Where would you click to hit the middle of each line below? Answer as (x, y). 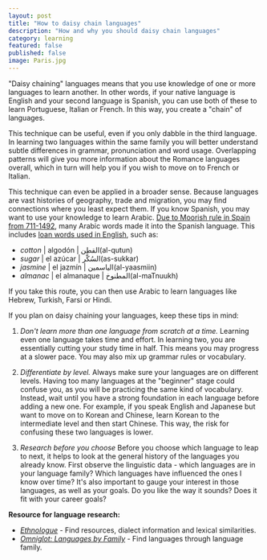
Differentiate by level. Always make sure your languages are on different (139, 372)
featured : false (35, 46)
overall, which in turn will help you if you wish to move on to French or (123, 167)
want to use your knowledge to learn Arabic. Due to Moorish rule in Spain (129, 217)
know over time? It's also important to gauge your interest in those (129, 482)
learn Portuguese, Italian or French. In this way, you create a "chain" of (125, 109)
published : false (37, 53)
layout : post (30, 16)
